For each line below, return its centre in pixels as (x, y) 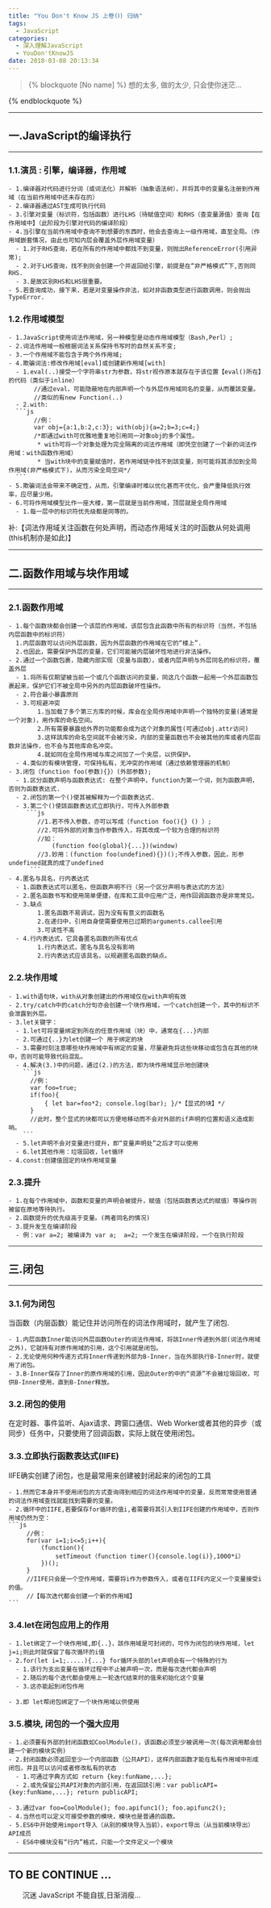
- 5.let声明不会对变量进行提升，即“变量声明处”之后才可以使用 (107, 1143)
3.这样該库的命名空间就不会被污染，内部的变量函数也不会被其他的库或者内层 (146, 738)
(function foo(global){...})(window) (115, 846)
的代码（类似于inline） (44, 381)
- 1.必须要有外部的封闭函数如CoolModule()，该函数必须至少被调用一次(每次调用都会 (132, 1743)
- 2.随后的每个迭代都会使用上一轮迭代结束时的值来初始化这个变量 (110, 1678)
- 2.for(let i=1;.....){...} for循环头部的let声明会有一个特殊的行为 (118, 1660)
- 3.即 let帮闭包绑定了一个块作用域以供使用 (74, 1702)
